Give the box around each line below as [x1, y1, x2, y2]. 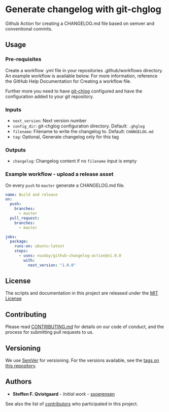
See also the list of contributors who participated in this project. [5, 400, 139, 407]
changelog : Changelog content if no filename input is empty [12, 158, 137, 164]
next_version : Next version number [12, 117, 87, 123]
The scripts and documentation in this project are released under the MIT [5, 290, 158, 296]
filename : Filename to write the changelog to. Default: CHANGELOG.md [12, 128, 154, 134]
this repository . [5, 363, 37, 369]
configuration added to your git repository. [5, 93, 94, 100]
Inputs [5, 106, 22, 113]
